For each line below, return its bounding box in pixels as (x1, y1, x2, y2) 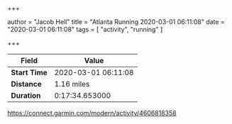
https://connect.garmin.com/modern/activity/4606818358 (7, 109, 177, 117)
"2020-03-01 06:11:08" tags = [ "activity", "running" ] (7, 26, 163, 33)
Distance (11, 79, 42, 89)
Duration (11, 91, 41, 100)
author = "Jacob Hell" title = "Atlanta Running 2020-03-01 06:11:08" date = (7, 18, 225, 26)
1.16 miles (54, 79, 90, 89)
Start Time (11, 68, 48, 77)
